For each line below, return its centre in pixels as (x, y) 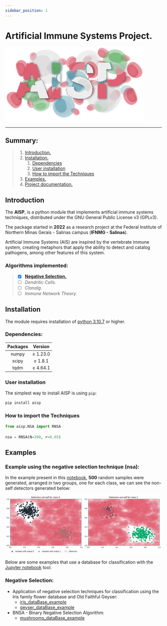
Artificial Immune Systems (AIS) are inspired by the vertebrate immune (77, 242)
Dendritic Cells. (40, 282)
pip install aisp (23, 403)
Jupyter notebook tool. (29, 568)
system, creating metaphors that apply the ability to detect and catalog (78, 248)
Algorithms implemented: (37, 266)
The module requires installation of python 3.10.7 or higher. (65, 321)
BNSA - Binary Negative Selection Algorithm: (58, 613)
